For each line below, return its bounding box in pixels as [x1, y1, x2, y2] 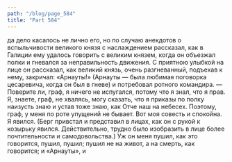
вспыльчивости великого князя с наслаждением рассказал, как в [7, 43, 204, 51]
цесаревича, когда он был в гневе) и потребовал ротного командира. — [7, 80, 223, 88]
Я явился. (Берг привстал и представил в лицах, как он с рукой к [7, 117, 201, 125]
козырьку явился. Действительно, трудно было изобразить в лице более [7, 124, 225, 133]
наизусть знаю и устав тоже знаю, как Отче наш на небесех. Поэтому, [7, 102, 217, 111]
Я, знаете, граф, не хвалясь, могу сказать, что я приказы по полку [7, 95, 205, 103]
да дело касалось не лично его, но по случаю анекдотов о [7, 35, 182, 44]
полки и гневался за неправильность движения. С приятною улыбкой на [7, 58, 224, 66]
